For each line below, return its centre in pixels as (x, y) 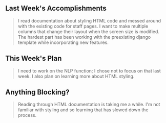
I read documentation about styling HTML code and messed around (89, 20)
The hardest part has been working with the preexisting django (84, 37)
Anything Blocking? (38, 92)
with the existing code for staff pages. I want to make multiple (83, 26)
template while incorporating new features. (63, 42)
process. (27, 115)
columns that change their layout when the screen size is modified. (89, 31)
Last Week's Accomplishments (56, 8)
